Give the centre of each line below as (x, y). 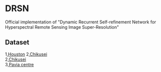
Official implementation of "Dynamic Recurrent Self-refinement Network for (81, 22)
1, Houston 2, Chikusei (26, 54)
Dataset (17, 43)
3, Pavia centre (19, 64)
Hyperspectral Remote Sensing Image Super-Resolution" (62, 27)
